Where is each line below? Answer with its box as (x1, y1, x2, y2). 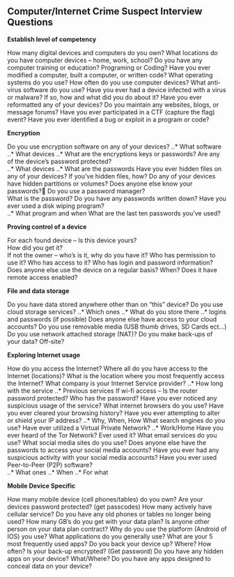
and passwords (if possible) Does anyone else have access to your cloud (7, 315, 217, 323)
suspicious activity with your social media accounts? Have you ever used (7, 453, 217, 461)
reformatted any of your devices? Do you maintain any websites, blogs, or (7, 100, 219, 109)
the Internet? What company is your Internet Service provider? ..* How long (7, 379, 224, 387)
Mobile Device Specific (7, 481, 76, 490)
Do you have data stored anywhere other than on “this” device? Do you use (7, 300, 224, 308)
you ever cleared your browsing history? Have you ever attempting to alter (7, 408, 221, 417)
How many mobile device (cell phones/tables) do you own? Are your (7, 495, 203, 503)
